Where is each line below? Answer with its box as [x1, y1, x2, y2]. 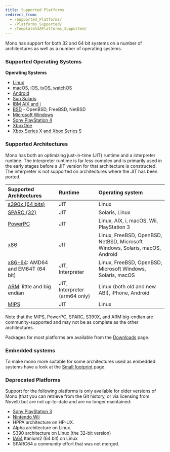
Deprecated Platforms [5, 376, 61, 383]
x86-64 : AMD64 [8, 259, 48, 266]
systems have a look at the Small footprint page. [5, 364, 106, 370]
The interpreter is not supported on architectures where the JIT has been [5, 168, 158, 174]
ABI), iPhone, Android [98, 289, 150, 296]
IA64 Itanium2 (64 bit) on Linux [12, 435, 78, 441]
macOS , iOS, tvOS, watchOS [12, 85, 72, 91]
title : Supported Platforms [5, 7, 65, 13]
